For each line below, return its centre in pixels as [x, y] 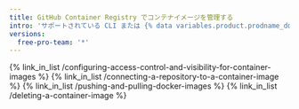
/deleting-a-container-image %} [68, 96]
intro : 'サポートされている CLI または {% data [91, 26]
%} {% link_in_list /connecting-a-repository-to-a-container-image [158, 77]
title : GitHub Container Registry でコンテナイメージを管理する [121, 17]
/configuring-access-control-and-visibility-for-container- [166, 67]
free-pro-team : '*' [53, 42]
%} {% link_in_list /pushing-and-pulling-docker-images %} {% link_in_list [143, 86]
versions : [28, 34]
